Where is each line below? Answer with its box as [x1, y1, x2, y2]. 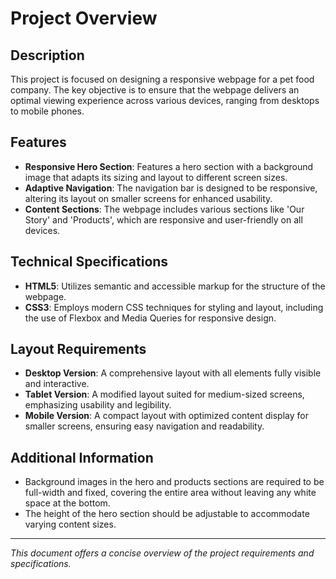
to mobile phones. [10, 105, 85, 117]
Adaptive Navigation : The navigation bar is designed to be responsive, [24, 182, 318, 194]
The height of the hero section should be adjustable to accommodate [24, 508, 310, 520]
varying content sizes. [24, 518, 117, 531]
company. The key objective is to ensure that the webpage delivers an [10, 84, 300, 96]
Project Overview [10, 7, 158, 30]
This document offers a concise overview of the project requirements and [10, 547, 315, 559]
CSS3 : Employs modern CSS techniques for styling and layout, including [24, 301, 324, 313]
